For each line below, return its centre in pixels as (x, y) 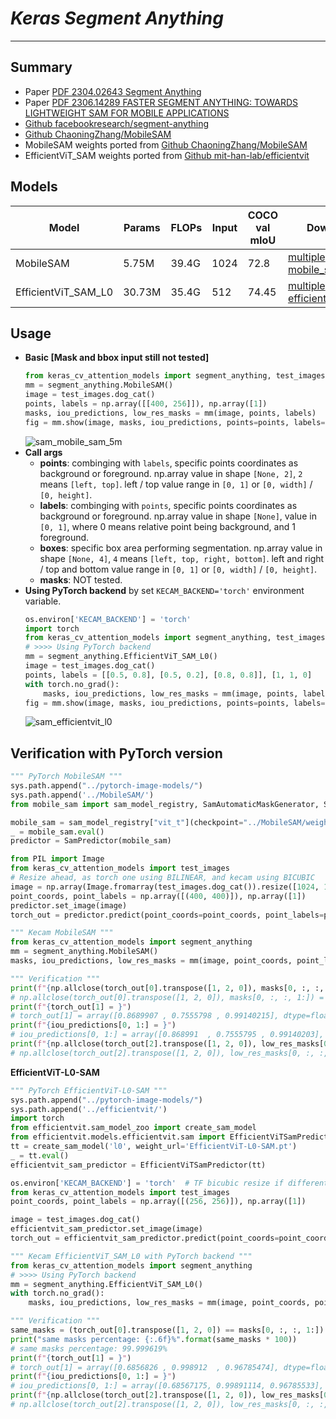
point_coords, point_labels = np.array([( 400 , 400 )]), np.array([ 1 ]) (158, 896)
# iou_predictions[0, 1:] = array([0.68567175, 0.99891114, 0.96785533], (167, 1386)
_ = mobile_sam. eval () (57, 832)
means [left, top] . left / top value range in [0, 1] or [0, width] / (176, 484)
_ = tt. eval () (40, 1155)
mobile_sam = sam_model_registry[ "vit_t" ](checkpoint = (127, 822)
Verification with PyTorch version (116, 753)
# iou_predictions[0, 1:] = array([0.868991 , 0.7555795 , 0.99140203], (167, 1035)
